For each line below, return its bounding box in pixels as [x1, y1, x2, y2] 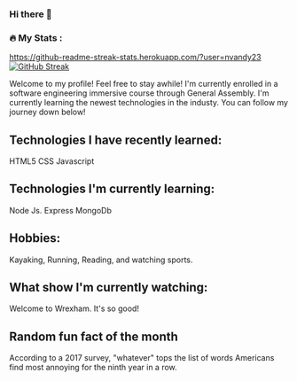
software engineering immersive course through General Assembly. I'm [9, 88, 270, 98]
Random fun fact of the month [9, 329, 179, 344]
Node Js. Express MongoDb [9, 205, 113, 215]
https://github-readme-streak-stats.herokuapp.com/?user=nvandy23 [9, 52, 262, 63]
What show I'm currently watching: [9, 280, 208, 295]
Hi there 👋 [9, 8, 53, 20]
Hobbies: [9, 230, 61, 246]
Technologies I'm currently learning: [9, 182, 215, 197]
